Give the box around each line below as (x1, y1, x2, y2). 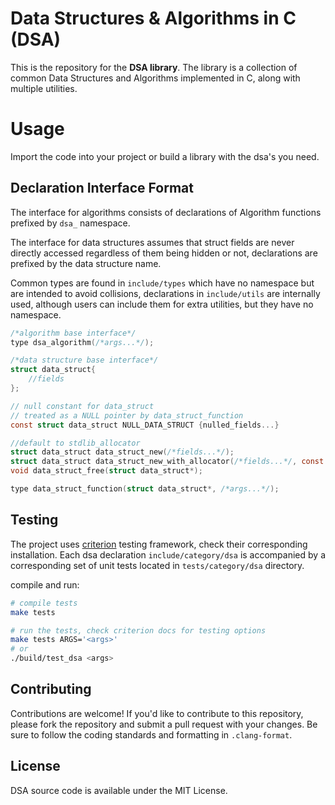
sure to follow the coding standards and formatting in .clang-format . (10, 728, 293, 741)
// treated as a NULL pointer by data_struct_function (10, 410, 244, 421)
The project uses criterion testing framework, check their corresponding (10, 538, 308, 550)
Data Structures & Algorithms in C (10, 7, 297, 30)
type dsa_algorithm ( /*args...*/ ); (10, 337, 155, 347)
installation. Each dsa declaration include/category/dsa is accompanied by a (10, 548, 326, 561)
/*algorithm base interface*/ (10, 328, 137, 338)
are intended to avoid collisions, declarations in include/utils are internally (10, 287, 321, 299)
